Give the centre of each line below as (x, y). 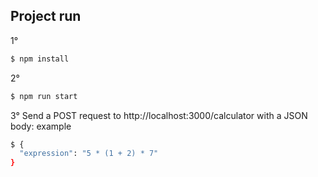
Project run (46, 16)
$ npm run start (44, 96)
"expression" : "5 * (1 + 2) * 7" (89, 154)
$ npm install (40, 59)
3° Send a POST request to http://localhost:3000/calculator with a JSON (159, 115)
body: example (41, 126)
